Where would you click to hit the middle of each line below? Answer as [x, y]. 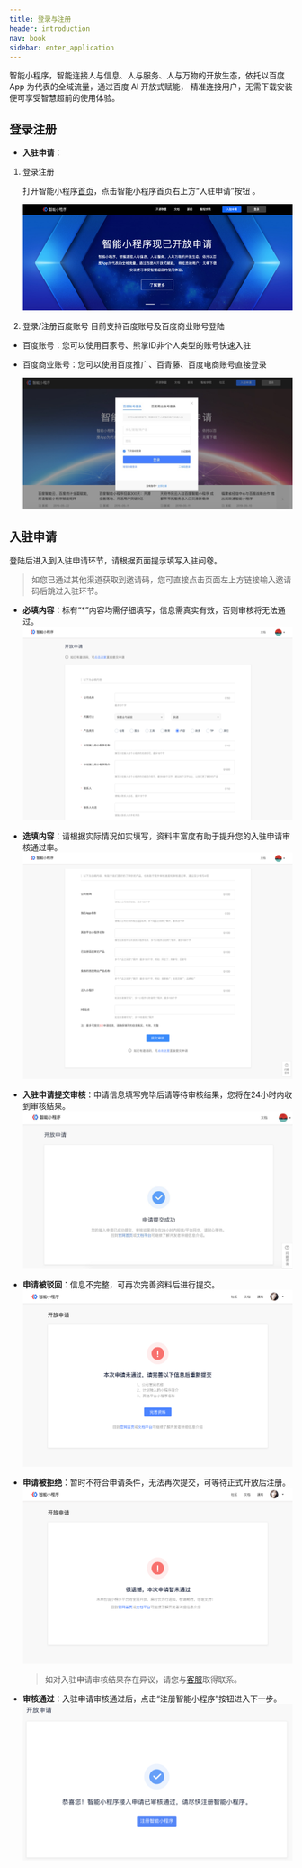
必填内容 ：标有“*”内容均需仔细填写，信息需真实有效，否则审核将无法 [150, 609]
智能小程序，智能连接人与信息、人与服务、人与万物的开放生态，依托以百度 [147, 76]
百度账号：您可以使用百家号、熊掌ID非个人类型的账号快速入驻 [137, 345]
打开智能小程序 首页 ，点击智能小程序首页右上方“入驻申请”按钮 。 [141, 191]
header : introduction [50, 28]
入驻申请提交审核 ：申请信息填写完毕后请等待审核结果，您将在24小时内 [153, 1094]
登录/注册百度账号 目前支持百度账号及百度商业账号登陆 [123, 325]
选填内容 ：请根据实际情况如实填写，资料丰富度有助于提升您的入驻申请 [152, 836]
